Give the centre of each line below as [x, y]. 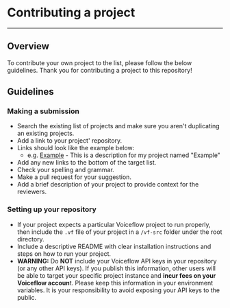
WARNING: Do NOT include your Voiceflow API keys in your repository [117, 261]
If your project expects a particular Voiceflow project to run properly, [114, 224]
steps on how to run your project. [64, 253]
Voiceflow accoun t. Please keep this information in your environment [115, 283]
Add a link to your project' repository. [69, 141]
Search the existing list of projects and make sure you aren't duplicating [118, 126]
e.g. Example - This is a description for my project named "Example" [124, 155]
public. [27, 297]
